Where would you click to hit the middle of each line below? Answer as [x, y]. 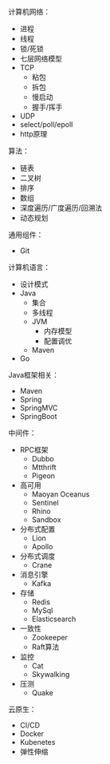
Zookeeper [49, 637]
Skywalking [51, 674]
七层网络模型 [41, 59]
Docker [32, 734]
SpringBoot [38, 416]
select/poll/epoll [46, 125]
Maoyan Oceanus [61, 494]
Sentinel [45, 503]
